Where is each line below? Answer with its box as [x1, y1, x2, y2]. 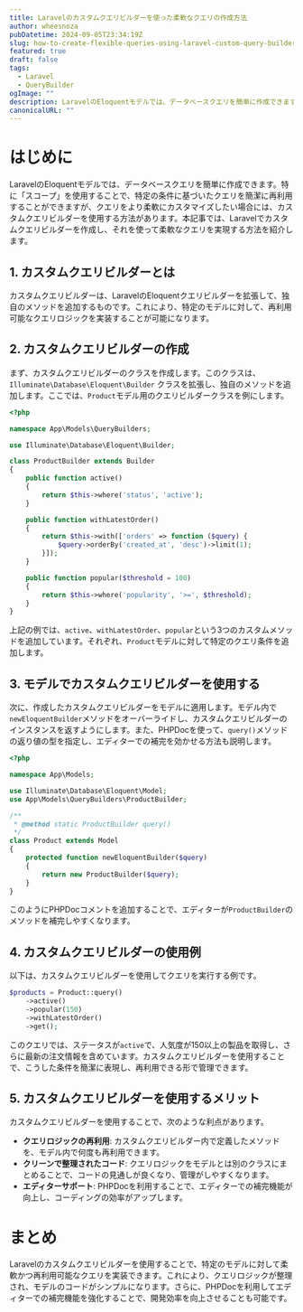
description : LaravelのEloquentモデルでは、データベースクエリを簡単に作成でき [9, 97, 284, 107]
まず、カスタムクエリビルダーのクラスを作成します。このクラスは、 [9, 367, 262, 378]
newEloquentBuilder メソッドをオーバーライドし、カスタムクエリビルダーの [9, 713, 288, 724]
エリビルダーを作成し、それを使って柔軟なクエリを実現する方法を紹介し [24, 224, 294, 235]
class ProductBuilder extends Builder [9, 457, 155, 466]
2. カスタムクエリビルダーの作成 [9, 342, 189, 357]
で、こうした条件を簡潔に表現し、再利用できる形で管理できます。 [9, 1062, 253, 1073]
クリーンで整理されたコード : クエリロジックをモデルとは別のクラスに [22, 1158, 280, 1169]
